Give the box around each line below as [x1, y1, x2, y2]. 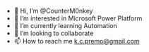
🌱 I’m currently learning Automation [13, 22, 118, 30]
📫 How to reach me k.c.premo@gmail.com [13, 37, 140, 45]
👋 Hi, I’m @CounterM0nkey [13, 7, 93, 15]
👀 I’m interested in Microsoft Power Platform [13, 14, 143, 22]
